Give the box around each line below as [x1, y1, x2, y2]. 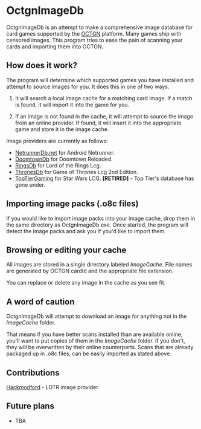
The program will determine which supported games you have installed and [6, 76, 194, 83]
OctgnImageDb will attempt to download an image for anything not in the [6, 312, 187, 320]
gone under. [14, 181, 45, 188]
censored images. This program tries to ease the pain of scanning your [6, 36, 183, 44]
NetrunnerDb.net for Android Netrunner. [14, 149, 115, 156]
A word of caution [6, 297, 75, 307]
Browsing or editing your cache [6, 245, 127, 255]
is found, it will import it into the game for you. [14, 101, 130, 108]
